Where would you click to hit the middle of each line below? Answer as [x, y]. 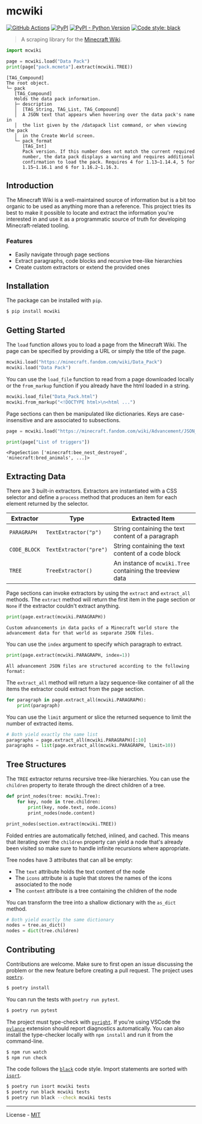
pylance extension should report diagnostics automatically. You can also [95, 1028]
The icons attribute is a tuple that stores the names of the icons [93, 878]
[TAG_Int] [34, 146]
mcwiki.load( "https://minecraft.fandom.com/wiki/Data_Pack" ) [84, 362]
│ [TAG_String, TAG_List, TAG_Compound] [67, 109]
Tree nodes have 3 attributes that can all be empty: [69, 860]
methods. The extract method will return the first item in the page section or [101, 600]
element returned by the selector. [47, 504]
